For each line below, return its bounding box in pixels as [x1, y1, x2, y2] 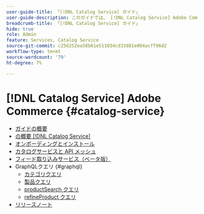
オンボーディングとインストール [15, 140, 95, 148]
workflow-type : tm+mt [6, 49, 61, 55]
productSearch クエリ [24, 186, 80, 193]
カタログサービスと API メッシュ [15, 148, 97, 155]
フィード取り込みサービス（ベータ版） [15, 156, 111, 163]
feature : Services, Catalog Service [6, 37, 99, 43]
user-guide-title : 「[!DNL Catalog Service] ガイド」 [6, 9, 141, 15]
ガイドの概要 [15, 125, 47, 133]
